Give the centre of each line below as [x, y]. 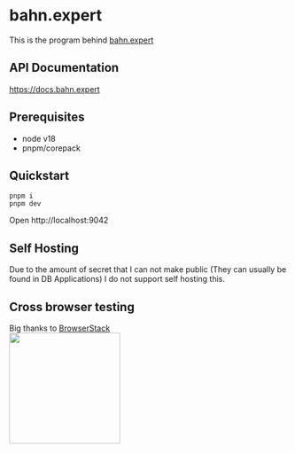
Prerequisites [47, 117]
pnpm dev [25, 204]
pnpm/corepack [51, 148]
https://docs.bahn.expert [54, 89]
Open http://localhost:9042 [59, 220]
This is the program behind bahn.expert [82, 40]
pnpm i [21, 196]
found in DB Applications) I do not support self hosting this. [117, 279]
